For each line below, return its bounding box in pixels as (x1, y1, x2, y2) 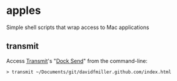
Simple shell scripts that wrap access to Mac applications (6, 24, 149, 31)
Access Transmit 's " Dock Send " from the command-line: (6, 57, 148, 64)
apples (6, 4, 41, 18)
